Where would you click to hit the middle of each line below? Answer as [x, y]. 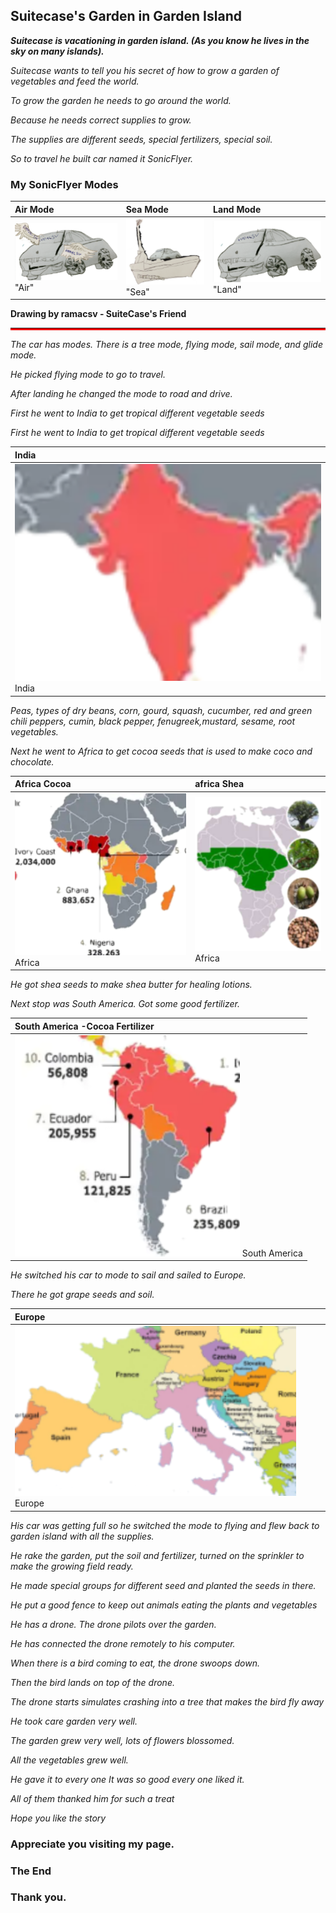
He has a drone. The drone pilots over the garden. [113, 1624]
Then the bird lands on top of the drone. [92, 1682]
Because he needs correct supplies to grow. [101, 120]
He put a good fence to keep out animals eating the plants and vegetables [164, 1605]
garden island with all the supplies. [82, 1536]
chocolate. [32, 761]
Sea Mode [147, 209]
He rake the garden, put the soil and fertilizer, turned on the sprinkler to [157, 1555]
